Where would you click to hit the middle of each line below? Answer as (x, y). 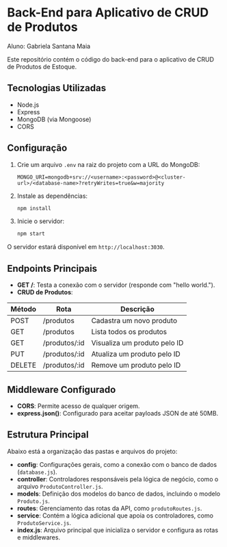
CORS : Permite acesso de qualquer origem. (78, 406)
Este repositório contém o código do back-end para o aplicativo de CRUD (110, 59)
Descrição (138, 309)
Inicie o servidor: (41, 221)
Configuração (37, 148)
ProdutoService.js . (44, 522)
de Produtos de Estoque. (42, 66)
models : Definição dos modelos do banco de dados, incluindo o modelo (119, 494)
